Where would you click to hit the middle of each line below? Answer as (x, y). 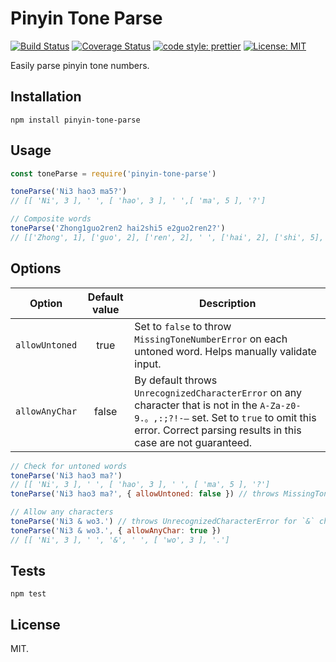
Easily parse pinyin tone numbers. (80, 65)
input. (148, 364)
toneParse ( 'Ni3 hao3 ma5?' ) (69, 192)
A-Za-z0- (280, 405)
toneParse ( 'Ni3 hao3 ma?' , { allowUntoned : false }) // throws (145, 494)
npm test (28, 594)
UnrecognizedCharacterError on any (218, 392)
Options (36, 268)
